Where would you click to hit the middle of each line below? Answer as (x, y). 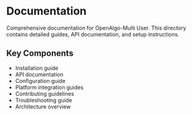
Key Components (40, 54)
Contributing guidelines (44, 94)
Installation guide (37, 68)
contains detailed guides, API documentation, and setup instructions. (93, 34)
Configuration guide (40, 80)
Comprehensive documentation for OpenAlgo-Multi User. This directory (96, 28)
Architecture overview (43, 107)
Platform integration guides (49, 87)
